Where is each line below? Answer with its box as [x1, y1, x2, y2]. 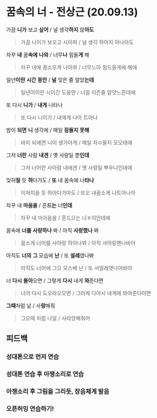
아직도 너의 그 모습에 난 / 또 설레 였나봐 [6, 252, 94, 259]
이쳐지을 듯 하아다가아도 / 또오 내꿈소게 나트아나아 [20, 189, 136, 196]
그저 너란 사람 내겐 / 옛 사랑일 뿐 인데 [6, 151, 89, 158]
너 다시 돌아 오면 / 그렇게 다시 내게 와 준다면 [6, 277, 104, 284]
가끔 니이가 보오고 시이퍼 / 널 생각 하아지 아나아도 [20, 38, 134, 45]
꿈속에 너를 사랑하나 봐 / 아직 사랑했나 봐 [6, 227, 99, 234]
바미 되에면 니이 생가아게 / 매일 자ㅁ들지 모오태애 [20, 139, 132, 146]
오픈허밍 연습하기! [6, 405, 54, 413]
